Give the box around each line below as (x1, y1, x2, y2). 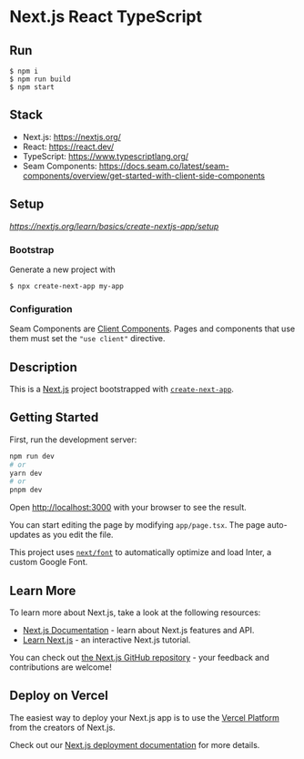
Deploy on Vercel (9, 688, 109, 703)
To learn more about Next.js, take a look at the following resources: (9, 607, 261, 618)
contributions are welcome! (9, 662, 112, 673)
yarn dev (9, 469, 43, 478)
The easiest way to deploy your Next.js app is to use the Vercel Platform (9, 712, 280, 723)
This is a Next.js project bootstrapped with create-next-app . (9, 384, 235, 395)
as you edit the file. (42, 530, 114, 541)
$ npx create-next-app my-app (9, 281, 125, 290)
